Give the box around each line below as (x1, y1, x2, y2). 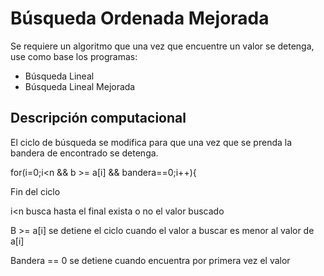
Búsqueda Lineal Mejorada (24, 80, 136, 92)
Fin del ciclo (10, 185, 61, 197)
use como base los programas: (10, 50, 138, 62)
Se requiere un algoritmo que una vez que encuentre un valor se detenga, (10, 40, 315, 52)
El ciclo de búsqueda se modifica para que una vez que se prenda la (10, 136, 293, 148)
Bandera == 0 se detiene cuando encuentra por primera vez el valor (10, 254, 291, 266)
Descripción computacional (10, 110, 187, 127)
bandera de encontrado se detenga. (10, 147, 159, 159)
